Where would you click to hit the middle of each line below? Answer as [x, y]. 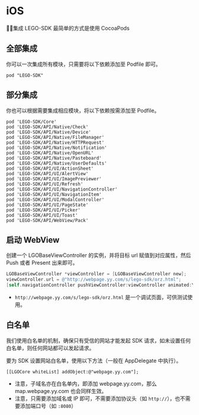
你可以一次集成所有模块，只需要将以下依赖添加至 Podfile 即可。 [84, 64]
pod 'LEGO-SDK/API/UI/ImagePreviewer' [54, 179]
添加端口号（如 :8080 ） [48, 406]
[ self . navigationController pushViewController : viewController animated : [99, 285]
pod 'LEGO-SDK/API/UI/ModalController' [55, 199]
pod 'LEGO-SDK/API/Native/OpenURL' [50, 153]
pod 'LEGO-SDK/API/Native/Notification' [57, 148]
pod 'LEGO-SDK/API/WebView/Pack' [47, 220]
